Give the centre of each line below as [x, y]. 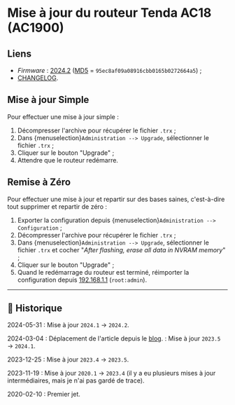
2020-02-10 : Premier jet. [44, 394]
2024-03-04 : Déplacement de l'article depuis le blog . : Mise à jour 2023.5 [114, 338]
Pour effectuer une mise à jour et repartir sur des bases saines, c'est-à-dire [116, 199]
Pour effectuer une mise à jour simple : [63, 116]
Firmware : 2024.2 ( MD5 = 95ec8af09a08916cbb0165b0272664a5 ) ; [109, 70]
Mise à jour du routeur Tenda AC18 [109, 13]
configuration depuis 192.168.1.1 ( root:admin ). [82, 280]
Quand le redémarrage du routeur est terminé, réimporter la [103, 272]
